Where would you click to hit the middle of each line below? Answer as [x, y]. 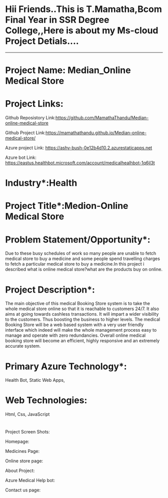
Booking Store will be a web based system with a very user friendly [74, 325]
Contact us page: [23, 490]
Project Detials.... [42, 41]
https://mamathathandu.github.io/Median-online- [96, 133]
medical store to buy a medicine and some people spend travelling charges [82, 259]
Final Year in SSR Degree [57, 20]
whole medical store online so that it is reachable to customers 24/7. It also [82, 309]
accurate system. [23, 346]
